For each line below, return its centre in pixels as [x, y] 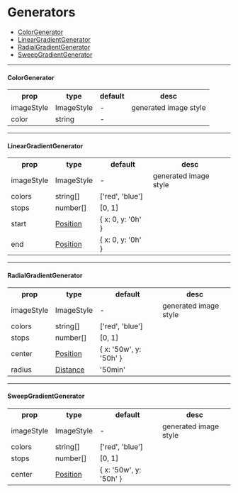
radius [21, 370]
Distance [70, 370]
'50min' [113, 370]
